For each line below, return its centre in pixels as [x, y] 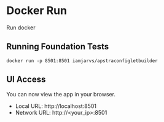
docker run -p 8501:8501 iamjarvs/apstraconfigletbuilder [82, 61]
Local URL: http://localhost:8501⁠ [56, 106]
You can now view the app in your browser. [61, 94]
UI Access [26, 80]
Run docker [21, 27]
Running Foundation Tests [58, 47]
